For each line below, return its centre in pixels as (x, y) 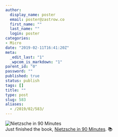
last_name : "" (25, 29)
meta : (11, 52)
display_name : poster (33, 15)
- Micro (13, 43)
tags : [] (14, 85)
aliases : (14, 105)
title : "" (16, 90)
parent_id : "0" (21, 66)
